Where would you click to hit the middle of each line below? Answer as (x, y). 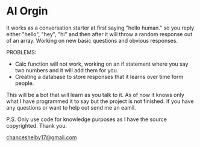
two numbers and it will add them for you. (67, 70)
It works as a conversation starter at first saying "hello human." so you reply (100, 28)
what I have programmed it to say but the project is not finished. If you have (100, 101)
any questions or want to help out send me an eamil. (71, 107)
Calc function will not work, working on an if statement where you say (102, 64)
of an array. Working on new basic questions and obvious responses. (92, 40)
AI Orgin (27, 11)
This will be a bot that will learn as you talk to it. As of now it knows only (95, 95)
